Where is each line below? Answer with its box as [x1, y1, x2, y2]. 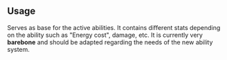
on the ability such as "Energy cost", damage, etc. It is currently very [7, 31, 203, 39]
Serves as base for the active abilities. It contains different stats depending [7, 23, 221, 31]
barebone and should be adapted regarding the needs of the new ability [7, 37, 213, 46]
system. [7, 45, 30, 53]
